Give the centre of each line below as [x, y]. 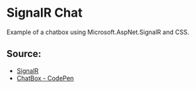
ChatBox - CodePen [45, 78]
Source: [24, 54]
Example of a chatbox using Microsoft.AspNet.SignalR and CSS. [98, 32]
